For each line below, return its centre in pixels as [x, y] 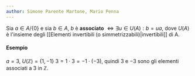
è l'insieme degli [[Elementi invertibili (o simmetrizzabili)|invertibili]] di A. [93, 34]
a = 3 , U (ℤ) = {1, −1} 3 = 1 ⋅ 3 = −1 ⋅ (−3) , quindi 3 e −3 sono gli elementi [93, 61]
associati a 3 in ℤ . [27, 68]
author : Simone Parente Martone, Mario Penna [62, 11]
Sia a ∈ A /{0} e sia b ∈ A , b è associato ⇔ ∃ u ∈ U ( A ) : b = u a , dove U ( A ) [98, 28]
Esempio [17, 48]
